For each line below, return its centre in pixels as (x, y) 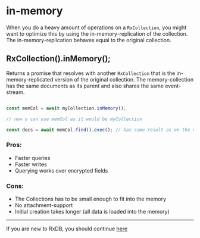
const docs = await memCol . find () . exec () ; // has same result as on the (98, 130)
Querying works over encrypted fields (61, 170)
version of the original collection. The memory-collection (124, 79)
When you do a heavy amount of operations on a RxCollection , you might (96, 27)
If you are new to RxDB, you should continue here (67, 228)
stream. (15, 92)
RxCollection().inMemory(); (59, 59)
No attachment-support (44, 205)
